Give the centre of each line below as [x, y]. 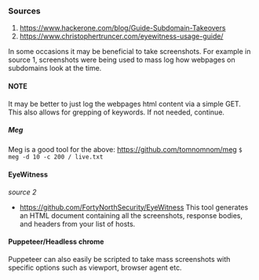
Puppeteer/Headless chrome [56, 242]
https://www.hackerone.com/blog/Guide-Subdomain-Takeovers [122, 28]
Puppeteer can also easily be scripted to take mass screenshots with [119, 259]
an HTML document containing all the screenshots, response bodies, [131, 215]
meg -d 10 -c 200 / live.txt [56, 157]
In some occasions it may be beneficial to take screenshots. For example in [129, 52]
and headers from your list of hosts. [77, 224]
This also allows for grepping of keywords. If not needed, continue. [117, 112]
